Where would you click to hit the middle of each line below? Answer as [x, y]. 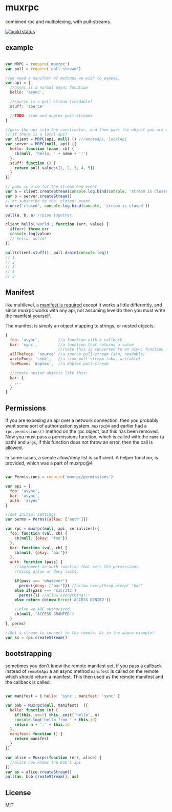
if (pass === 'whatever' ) [41, 581]
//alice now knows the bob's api [46, 762]
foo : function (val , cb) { [39, 533]
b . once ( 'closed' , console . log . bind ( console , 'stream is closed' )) [78, 206]
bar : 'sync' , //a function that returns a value [72, 345]
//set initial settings [31, 515]
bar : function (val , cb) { [39, 548]
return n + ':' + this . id [42, 724]
